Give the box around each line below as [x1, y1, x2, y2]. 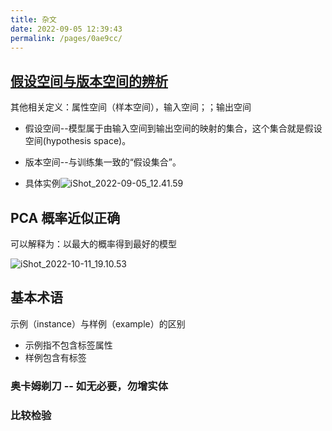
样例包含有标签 [24, 351, 87, 363]
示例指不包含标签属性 [24, 339, 113, 351]
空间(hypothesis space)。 [24, 135, 132, 147]
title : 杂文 [10, 14, 57, 25]
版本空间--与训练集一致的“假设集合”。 [24, 156, 182, 168]
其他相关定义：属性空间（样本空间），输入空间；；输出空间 [10, 101, 252, 113]
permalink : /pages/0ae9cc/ [10, 33, 123, 43]
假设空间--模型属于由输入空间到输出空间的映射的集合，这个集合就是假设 [24, 122, 323, 135]
